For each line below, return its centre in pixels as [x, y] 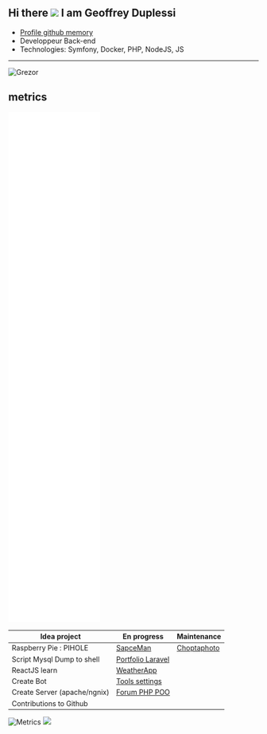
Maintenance [199, 637]
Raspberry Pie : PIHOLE [50, 648]
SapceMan [134, 648]
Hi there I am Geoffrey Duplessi [92, 13]
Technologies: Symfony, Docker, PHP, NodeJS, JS [102, 49]
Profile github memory [56, 32]
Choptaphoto [198, 648]
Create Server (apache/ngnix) [60, 693]
